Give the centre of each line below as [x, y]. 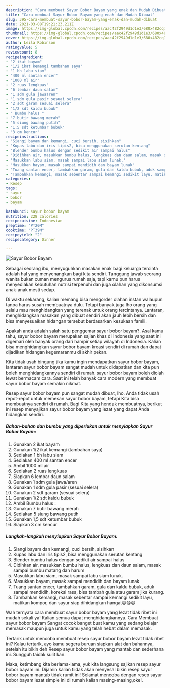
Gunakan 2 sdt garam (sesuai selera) [51, 492]
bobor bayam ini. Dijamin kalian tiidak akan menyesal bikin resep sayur [79, 669]
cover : [13, 38]
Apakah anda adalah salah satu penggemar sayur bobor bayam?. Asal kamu [84, 331]
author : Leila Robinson [31, 43]
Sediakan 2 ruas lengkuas [40, 471]
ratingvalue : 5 [22, 47]
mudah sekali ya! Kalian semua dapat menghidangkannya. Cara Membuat [82, 618]
